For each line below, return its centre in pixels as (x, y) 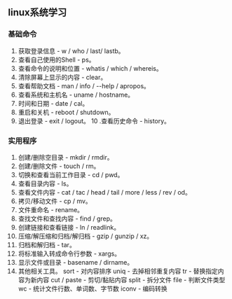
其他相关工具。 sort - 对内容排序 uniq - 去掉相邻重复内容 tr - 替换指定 (118, 271)
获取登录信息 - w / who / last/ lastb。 (71, 50)
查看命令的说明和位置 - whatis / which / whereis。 (90, 68)
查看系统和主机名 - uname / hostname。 (76, 95)
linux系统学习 (37, 13)
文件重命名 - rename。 (50, 209)
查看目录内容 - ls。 (45, 183)
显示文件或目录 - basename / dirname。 (76, 262)
